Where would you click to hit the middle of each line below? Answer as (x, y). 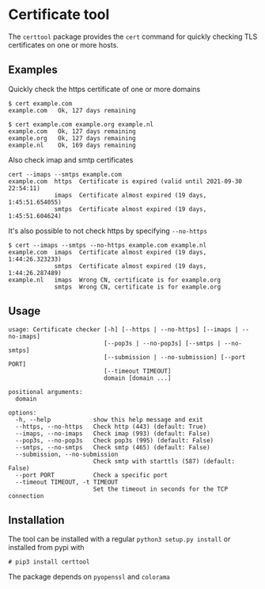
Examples (33, 70)
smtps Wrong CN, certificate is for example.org (138, 287)
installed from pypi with (46, 548)
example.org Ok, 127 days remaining (72, 138)
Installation (36, 520)
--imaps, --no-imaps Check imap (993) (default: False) (113, 434)
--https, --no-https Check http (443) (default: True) (111, 426)
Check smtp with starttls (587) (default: (164, 461)
